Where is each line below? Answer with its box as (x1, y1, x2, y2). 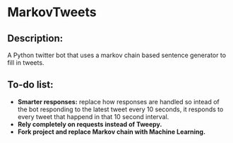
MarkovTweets (7, 4, 97, 20)
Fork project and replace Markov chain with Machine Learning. (17, 128, 206, 136)
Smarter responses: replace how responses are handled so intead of (17, 97, 220, 106)
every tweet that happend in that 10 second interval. (17, 112, 169, 120)
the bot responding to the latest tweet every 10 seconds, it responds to (17, 105, 224, 113)
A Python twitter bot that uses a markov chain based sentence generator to (7, 51, 227, 59)
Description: (7, 32, 64, 44)
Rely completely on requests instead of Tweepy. (17, 120, 162, 128)
